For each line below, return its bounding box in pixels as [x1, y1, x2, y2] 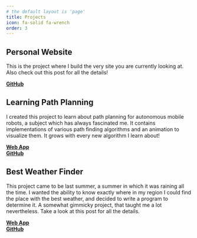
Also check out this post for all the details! [6, 69, 108, 76]
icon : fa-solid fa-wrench [6, 19, 70, 25]
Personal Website [6, 47, 73, 57]
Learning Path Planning [6, 97, 94, 107]
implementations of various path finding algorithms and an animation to [6, 125, 180, 133]
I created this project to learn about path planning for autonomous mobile [6, 113, 184, 120]
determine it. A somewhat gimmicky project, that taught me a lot [6, 201, 162, 208]
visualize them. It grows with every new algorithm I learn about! [6, 132, 160, 139]
